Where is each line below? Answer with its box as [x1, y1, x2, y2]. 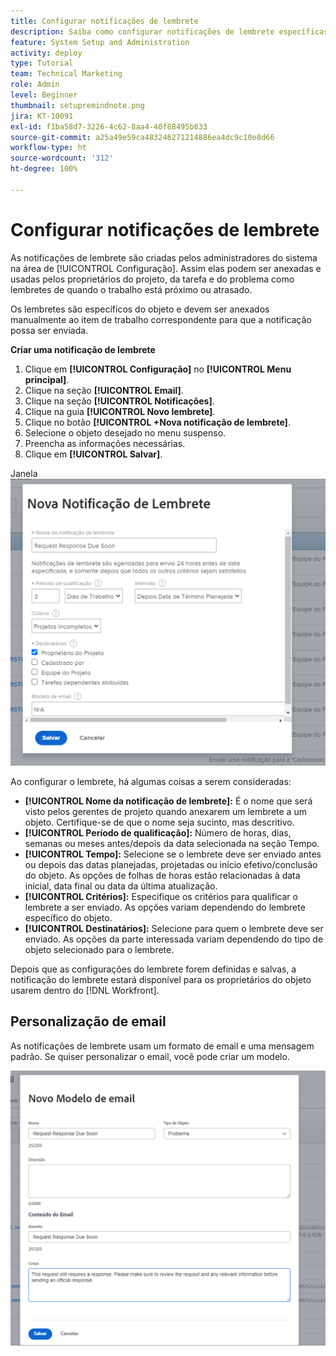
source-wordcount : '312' [10, 153, 114, 164]
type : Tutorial [10, 58, 74, 69]
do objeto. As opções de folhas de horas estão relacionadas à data [24, 869, 301, 881]
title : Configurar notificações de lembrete [10, 16, 199, 26]
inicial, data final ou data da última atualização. [24, 880, 218, 892]
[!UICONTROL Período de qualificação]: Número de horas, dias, [24, 826, 292, 839]
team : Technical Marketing [10, 69, 123, 79]
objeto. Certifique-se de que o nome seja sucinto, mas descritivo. [24, 816, 295, 828]
